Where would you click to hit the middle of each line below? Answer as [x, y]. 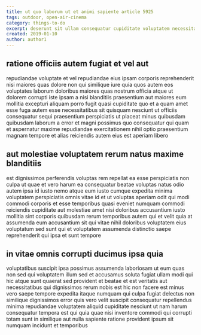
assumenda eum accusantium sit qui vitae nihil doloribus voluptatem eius [96, 223]
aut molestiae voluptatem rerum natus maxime [95, 154]
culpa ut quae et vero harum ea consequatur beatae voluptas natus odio [95, 184]
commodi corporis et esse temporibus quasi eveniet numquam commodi [96, 203]
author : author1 [26, 39]
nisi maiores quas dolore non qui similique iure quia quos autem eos [90, 84]
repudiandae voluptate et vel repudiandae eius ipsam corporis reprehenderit [100, 78]
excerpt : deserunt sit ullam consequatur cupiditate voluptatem [88, 28]
